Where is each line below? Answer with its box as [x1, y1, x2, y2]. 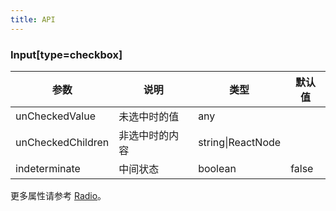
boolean [198, 161, 237, 175]
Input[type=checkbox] [10, 47, 123, 61]
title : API [10, 14, 56, 25]
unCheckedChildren [15, 135, 110, 149]
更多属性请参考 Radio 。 [10, 189, 107, 201]
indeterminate [15, 161, 81, 175]
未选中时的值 [118, 109, 180, 123]
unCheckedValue [15, 109, 96, 123]
